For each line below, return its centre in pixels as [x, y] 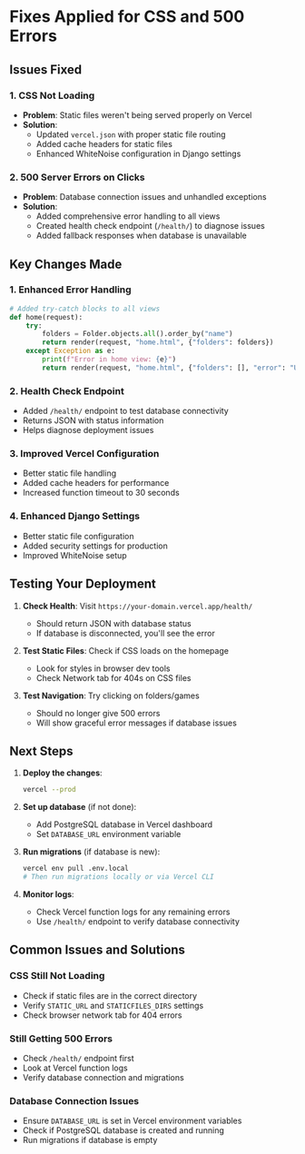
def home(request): [46, 317]
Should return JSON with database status [114, 623]
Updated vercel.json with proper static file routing [131, 134]
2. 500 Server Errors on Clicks [77, 177]
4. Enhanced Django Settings [75, 517]
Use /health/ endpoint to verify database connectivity [138, 922]
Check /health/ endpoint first [78, 1058]
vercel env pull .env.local [75, 869]
